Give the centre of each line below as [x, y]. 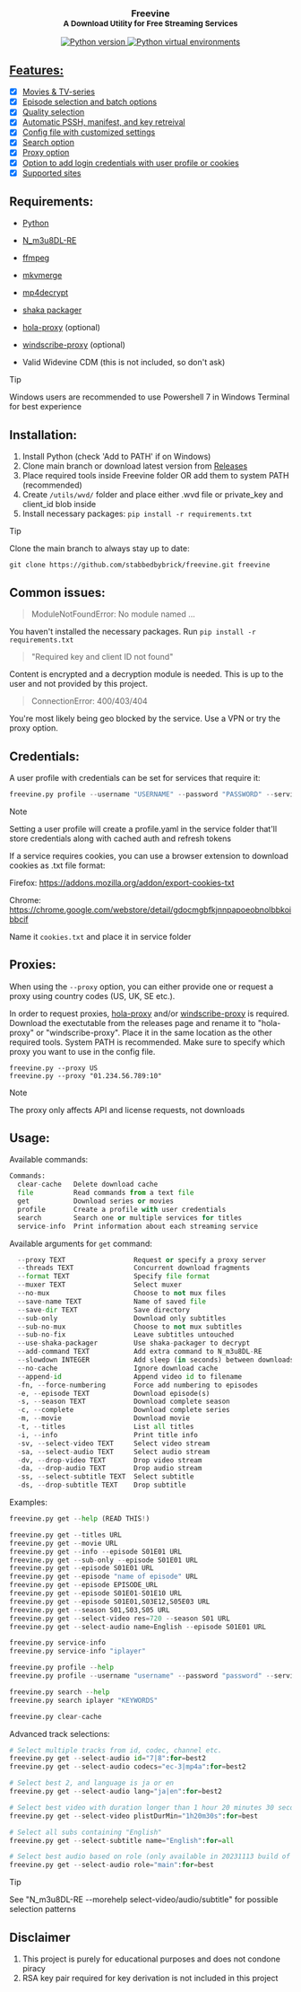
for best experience [46, 407]
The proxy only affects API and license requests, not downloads [127, 1110]
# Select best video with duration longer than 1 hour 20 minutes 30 [142, 1807]
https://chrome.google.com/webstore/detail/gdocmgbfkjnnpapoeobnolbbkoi [150, 909]
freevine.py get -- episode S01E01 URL [82, 1568]
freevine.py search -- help [60, 1692]
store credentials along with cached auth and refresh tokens [120, 838]
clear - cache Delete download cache [88, 1185]
